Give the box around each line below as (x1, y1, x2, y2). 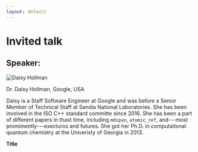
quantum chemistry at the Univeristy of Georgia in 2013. (6, 129, 144, 136)
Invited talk (6, 34, 63, 48)
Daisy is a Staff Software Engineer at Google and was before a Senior (6, 97, 177, 104)
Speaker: (6, 58, 41, 69)
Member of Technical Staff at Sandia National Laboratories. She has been (6, 103, 187, 110)
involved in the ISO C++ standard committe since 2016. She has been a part (6, 110, 193, 117)
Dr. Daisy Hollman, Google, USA (6, 85, 85, 92)
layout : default (6, 8, 47, 15)
